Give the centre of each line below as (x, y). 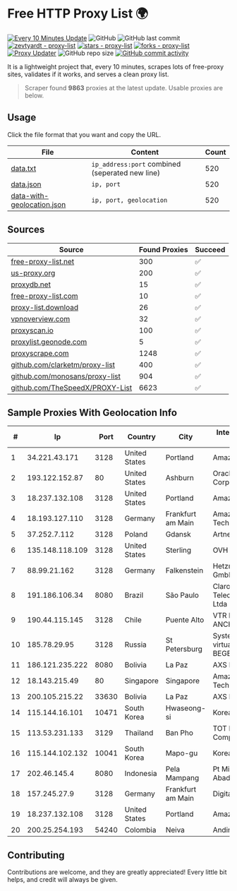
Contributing (36, 855)
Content (145, 152)
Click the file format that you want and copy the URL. (84, 134)
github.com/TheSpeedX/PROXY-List (72, 388)
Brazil (134, 595)
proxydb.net (31, 285)
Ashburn (180, 478)
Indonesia (141, 774)
